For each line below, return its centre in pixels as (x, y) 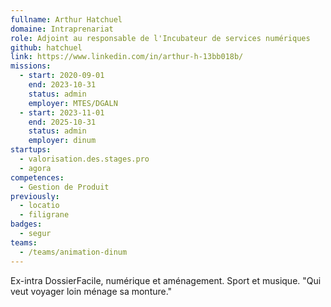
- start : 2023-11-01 (62, 112)
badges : (26, 224)
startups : (31, 150)
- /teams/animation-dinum (73, 252)
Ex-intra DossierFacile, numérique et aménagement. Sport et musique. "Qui (166, 280)
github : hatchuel (46, 47)
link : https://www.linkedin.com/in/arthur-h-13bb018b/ (127, 57)
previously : (35, 196)
